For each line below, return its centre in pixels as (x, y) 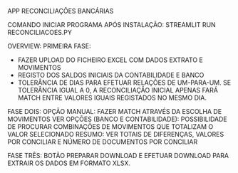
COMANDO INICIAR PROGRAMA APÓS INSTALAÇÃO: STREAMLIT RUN (112, 25)
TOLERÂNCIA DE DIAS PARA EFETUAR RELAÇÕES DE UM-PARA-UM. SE (124, 83)
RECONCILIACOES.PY (40, 32)
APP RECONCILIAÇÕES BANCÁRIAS (61, 11)
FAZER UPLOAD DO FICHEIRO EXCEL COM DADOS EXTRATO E (110, 60)
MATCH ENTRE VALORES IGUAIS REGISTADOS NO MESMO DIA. (112, 98)
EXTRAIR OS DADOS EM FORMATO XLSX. (69, 163)
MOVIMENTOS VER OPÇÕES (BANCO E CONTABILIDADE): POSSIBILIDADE (118, 119)
